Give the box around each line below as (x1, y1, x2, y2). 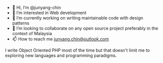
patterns (12, 20, 29, 26)
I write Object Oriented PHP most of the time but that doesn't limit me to (5, 47, 150, 53)
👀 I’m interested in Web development (12, 10, 87, 16)
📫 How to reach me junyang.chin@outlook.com (12, 36, 109, 42)
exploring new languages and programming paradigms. (5, 53, 117, 58)
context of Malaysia (12, 31, 52, 36)
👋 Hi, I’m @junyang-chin (12, 5, 61, 10)
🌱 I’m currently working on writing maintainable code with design (12, 15, 143, 21)
